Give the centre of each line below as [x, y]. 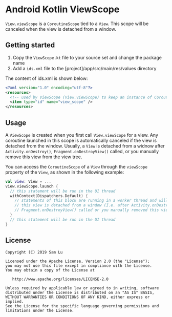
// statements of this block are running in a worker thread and [86, 201]
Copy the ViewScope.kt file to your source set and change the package [87, 57]
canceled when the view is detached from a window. [61, 29]
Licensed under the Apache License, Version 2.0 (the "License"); [78, 261]
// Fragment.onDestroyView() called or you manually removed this [87, 210]
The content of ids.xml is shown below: [47, 78]
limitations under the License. [40, 310]
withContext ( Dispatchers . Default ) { [49, 196]
